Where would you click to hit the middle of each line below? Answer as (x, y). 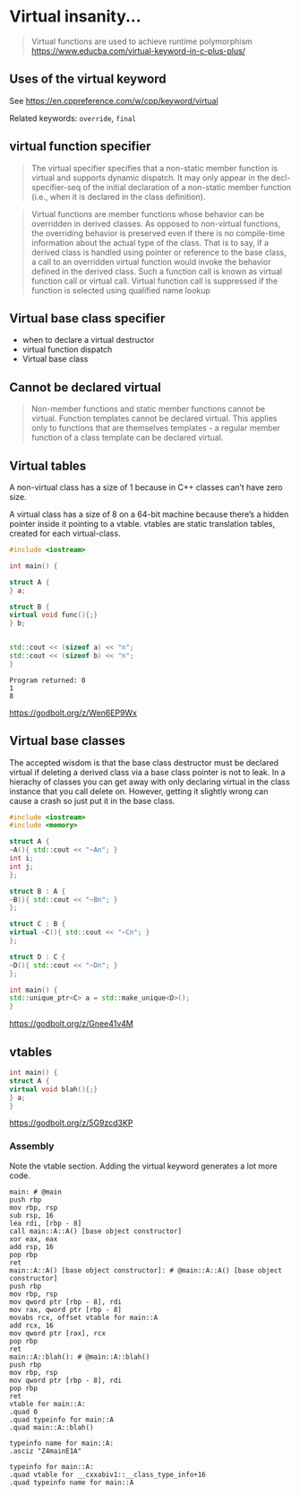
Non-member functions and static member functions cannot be (148, 409)
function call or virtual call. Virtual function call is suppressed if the (154, 281)
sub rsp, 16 (31, 1215)
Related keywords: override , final (73, 118)
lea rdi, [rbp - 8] (46, 1223)
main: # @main (36, 1192)
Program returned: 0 (48, 680)
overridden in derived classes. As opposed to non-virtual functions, (156, 223)
